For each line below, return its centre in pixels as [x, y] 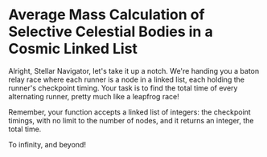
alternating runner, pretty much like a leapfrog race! [94, 96]
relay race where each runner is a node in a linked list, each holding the [127, 79]
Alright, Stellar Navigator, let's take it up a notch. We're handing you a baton [134, 70]
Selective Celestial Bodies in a [111, 32]
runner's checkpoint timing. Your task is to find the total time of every [123, 88]
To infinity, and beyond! [47, 144]
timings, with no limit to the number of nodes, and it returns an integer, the [131, 120]
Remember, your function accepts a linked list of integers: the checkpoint [129, 112]
